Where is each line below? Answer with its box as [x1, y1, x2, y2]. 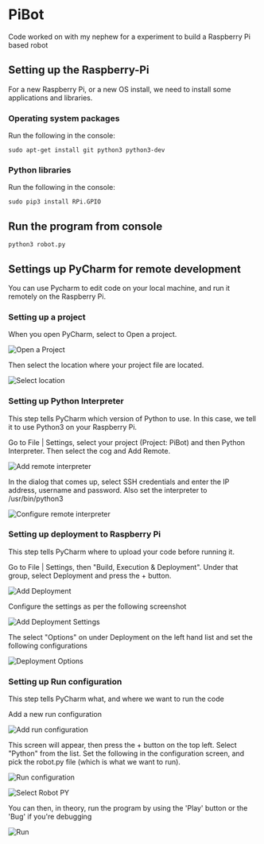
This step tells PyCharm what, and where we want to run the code [8, 694, 224, 704]
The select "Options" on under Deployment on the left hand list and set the [8, 632, 253, 641]
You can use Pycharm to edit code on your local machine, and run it [8, 283, 231, 292]
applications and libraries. [8, 93, 93, 103]
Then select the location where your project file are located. [8, 360, 204, 370]
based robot [8, 40, 49, 49]
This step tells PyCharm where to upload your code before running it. [8, 547, 235, 556]
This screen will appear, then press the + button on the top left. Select [8, 741, 237, 750]
